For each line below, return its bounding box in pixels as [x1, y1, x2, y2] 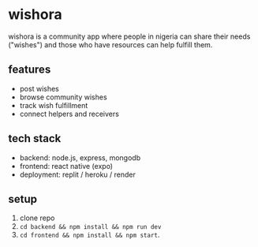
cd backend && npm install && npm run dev [19, 223, 162, 231]
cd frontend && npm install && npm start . [19, 230, 160, 240]
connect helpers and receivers [19, 109, 120, 118]
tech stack [8, 132, 62, 145]
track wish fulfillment [19, 100, 88, 110]
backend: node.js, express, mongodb [19, 152, 140, 163]
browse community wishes [19, 92, 108, 102]
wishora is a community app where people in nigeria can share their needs [8, 32, 251, 41]
